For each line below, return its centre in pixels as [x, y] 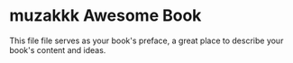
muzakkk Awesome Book [105, 16]
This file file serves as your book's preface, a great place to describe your [146, 40]
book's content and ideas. [58, 49]
